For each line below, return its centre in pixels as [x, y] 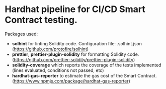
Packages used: [21, 34]
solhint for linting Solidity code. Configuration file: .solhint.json [77, 43]
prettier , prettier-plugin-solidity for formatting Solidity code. [75, 54]
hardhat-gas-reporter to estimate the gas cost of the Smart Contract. [84, 75]
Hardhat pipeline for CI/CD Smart [75, 9]
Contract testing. [41, 20]
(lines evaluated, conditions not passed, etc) [58, 70]
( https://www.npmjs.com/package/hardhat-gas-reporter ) [71, 81]
